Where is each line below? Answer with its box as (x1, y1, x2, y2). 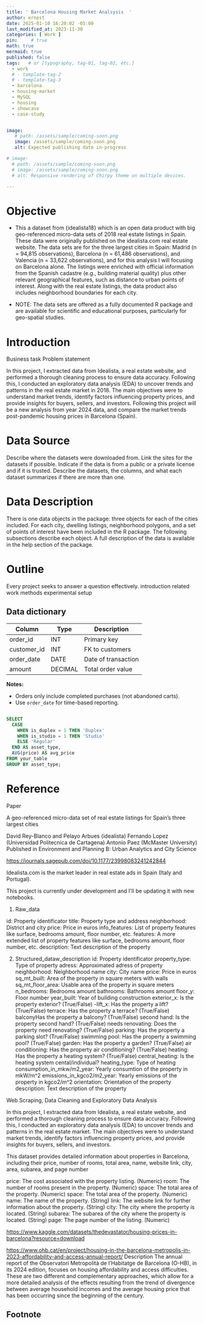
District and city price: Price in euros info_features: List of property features (6, 924, 196, 931)
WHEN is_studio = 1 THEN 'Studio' (17, 733, 105, 739)
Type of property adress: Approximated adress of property (15, 962, 163, 969)
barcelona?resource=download (6, 1234, 85, 1242)
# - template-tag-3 (12, 77, 62, 83)
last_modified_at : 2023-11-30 (6, 26, 83, 32)
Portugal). (6, 875, 32, 882)
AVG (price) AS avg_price (12, 750, 75, 757)
